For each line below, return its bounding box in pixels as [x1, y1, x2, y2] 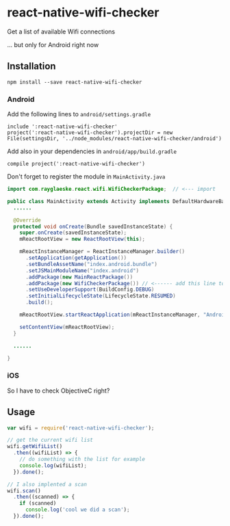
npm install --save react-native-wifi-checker [7, 79, 142, 86]
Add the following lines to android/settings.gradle [7, 110, 151, 118]
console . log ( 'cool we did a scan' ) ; [25, 506, 130, 514]
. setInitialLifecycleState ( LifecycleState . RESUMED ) [25, 293, 176, 300]
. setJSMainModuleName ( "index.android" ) [25, 267, 139, 274]
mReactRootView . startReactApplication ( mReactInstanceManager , [19, 311, 201, 319]
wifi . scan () [7, 487, 41, 494]
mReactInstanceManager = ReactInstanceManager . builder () [19, 248, 186, 255]
